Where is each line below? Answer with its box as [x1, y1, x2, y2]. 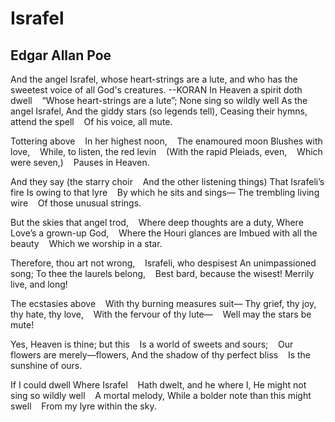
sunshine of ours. [10, 360, 83, 371]
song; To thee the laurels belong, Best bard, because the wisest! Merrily [10, 268, 315, 279]
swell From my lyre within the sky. [10, 400, 157, 412]
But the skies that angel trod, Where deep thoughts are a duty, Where [10, 217, 304, 228]
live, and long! [10, 278, 68, 290]
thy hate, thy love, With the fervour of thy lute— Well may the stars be [10, 308, 312, 320]
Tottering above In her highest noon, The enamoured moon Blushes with [10, 135, 323, 147]
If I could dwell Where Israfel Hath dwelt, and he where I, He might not [10, 379, 307, 391]
